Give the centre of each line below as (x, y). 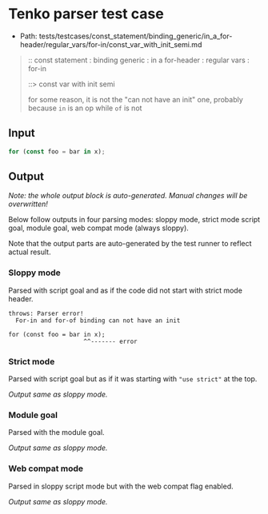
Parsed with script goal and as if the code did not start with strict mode (125, 290)
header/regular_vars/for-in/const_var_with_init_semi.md (111, 44)
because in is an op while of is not (85, 108)
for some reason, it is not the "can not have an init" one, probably (136, 99)
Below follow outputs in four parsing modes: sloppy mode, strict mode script (134, 220)
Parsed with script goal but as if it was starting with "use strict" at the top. (133, 379)
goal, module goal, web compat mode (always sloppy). (99, 228)
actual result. (30, 252)
